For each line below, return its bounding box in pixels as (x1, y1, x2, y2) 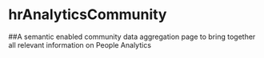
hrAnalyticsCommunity (8, 6, 167, 24)
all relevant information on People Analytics (8, 40, 152, 49)
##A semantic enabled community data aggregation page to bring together (8, 32, 256, 41)
